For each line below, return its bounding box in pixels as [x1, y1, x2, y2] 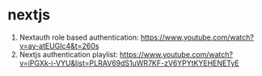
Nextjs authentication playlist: [19, 49, 118, 59]
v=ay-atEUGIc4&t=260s [19, 40, 99, 50]
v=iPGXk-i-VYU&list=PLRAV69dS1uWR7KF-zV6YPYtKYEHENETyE [19, 58, 239, 68]
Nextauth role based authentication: [19, 32, 139, 42]
